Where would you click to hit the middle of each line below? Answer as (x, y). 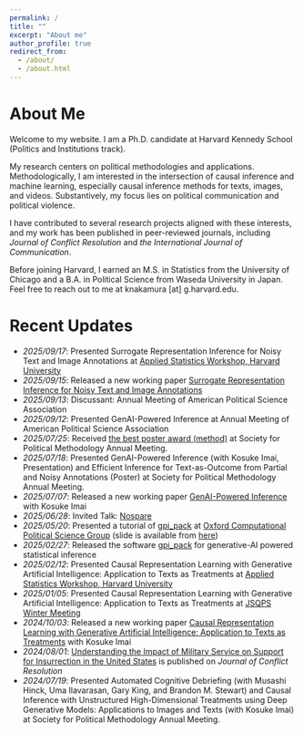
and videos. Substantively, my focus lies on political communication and (144, 195)
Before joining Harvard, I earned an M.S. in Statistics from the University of (149, 269)
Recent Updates (71, 326)
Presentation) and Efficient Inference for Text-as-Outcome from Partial (155, 467)
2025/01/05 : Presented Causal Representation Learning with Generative (157, 593)
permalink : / (34, 18)
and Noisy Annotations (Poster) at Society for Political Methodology (149, 477)
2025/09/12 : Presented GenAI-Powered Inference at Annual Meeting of (156, 419)
